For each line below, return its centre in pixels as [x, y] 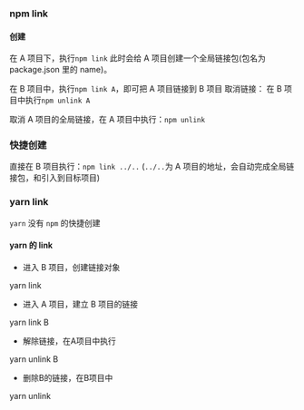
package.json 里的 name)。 [60, 70]
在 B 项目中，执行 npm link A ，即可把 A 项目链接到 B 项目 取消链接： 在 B [146, 89]
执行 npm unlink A [58, 100]
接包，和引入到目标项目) [55, 178]
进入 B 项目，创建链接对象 [71, 267]
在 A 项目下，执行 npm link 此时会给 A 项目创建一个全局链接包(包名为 [137, 58]
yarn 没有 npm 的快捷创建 [55, 223]
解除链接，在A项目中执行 [69, 341]
